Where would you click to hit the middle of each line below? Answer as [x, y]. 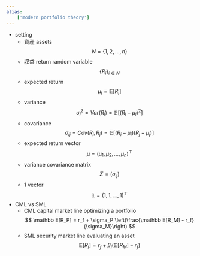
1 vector [34, 185]
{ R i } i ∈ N [110, 72]
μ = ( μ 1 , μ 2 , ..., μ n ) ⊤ [110, 154]
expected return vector [52, 143]
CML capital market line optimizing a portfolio [80, 211]
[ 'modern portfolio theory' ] [53, 17]
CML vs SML [31, 204]
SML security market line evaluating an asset [79, 236]
